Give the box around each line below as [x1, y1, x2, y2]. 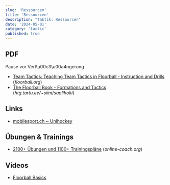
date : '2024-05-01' [5, 21, 47, 27]
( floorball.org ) [12, 78, 42, 85]
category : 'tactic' [5, 27, 47, 32]
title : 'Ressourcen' [5, 12, 50, 17]
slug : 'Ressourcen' [5, 7, 47, 13]
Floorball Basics [12, 174, 47, 181]
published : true [5, 31, 40, 36]
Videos [5, 161, 29, 170]
